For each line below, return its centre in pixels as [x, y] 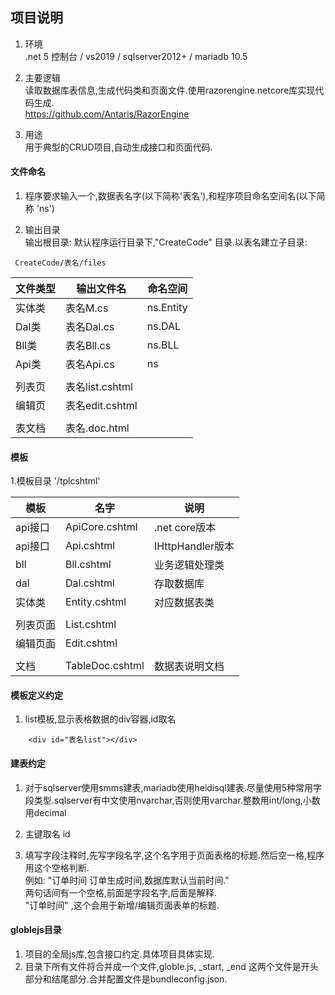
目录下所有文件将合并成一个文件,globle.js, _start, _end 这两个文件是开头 [171, 966]
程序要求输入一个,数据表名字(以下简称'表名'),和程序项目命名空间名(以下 [170, 196]
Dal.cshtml [90, 583]
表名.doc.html [97, 428]
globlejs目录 [36, 930]
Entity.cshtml [96, 602]
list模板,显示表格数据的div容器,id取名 [100, 719]
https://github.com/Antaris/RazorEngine [107, 114]
